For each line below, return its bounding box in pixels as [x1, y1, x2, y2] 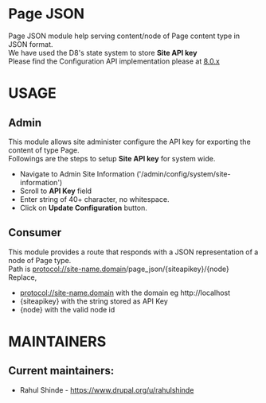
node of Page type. [8, 255, 72, 265]
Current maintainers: [8, 364, 115, 378]
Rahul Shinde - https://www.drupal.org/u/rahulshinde [19, 385, 194, 394]
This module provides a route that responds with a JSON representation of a [8, 247, 259, 257]
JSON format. [8, 39, 53, 48]
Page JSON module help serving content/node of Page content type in [8, 31, 241, 41]
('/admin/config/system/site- [136, 169, 231, 179]
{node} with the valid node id [19, 304, 115, 314]
